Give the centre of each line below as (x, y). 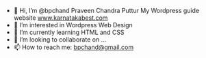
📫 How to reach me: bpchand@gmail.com (74, 47)
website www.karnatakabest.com (61, 18)
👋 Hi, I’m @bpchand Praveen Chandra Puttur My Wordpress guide (106, 11)
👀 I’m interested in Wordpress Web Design (73, 25)
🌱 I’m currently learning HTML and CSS (69, 32)
